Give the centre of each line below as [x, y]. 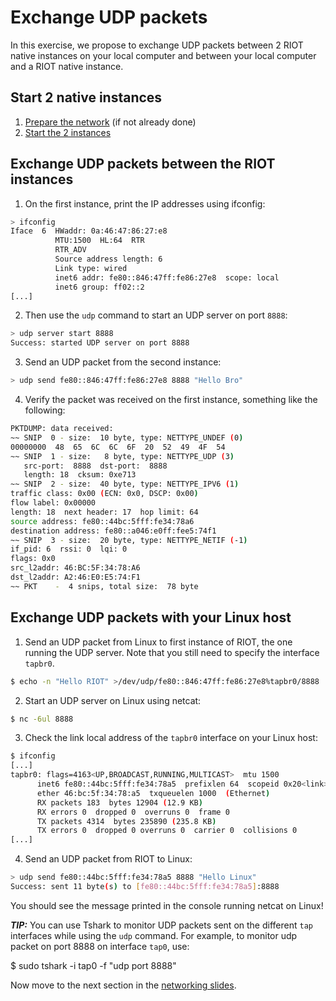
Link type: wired [91, 268]
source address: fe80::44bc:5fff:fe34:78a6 [102, 521]
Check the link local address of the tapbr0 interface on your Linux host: [171, 738]
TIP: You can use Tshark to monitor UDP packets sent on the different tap [161, 925]
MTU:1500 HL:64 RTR [99, 241]
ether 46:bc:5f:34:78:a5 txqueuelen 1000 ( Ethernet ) [153, 793]
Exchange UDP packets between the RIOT [143, 164]
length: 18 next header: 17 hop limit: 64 [104, 512]
